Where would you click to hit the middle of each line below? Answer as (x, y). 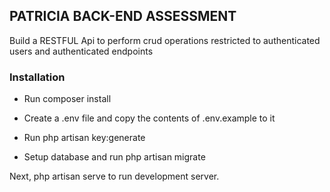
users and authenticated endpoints (81, 51)
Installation (37, 77)
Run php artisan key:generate (84, 138)
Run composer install (67, 99)
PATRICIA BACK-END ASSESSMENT (123, 16)
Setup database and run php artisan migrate (114, 157)
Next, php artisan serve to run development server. (114, 176)
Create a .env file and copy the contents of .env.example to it (149, 118)
